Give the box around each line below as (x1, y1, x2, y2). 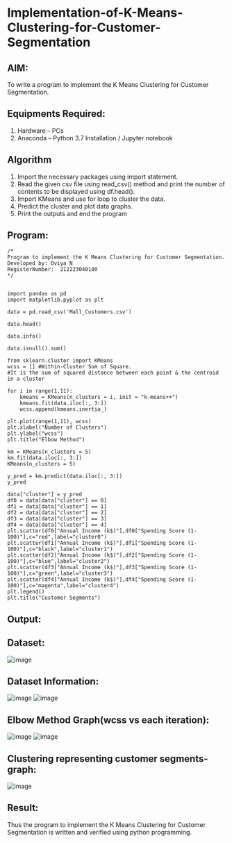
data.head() (7, 321, 42, 328)
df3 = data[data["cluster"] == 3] (7, 516, 108, 523)
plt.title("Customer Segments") (7, 594, 101, 602)
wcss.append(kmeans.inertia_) (19, 406, 108, 413)
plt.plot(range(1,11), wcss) (7, 418, 92, 425)
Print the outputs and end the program (17, 209, 127, 218)
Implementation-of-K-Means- (7, 5, 183, 21)
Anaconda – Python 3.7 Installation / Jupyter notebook (17, 133, 173, 142)
